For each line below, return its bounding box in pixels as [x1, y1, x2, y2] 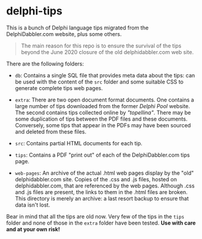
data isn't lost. [14, 201, 50, 208]
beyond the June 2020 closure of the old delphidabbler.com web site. [20, 48, 194, 55]
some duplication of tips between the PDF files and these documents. [14, 115, 188, 123]
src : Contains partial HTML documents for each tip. [14, 139, 142, 147]
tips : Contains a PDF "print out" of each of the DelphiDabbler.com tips [14, 151, 191, 159]
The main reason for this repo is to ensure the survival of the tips [20, 42, 182, 49]
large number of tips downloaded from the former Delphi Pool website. [14, 102, 191, 109]
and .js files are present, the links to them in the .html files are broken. [14, 188, 188, 196]
